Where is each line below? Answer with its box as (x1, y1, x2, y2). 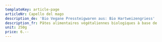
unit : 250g (5, 25, 27, 30)
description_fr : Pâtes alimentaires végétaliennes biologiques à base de (5, 20, 158, 26)
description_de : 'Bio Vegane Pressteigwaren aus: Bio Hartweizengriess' (5, 16, 155, 21)
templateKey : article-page (5, 7, 60, 12)
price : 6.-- (5, 29, 29, 34)
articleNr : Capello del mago (5, 12, 64, 16)
